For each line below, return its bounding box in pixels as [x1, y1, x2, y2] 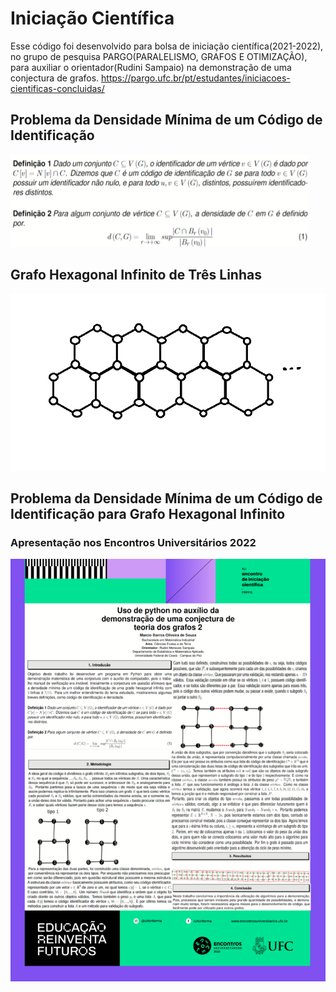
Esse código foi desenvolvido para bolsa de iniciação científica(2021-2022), [10, 40, 324, 52]
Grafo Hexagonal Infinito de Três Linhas [10, 267, 262, 284]
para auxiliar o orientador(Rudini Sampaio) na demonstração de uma [10, 61, 292, 73]
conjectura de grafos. [10, 72, 100, 84]
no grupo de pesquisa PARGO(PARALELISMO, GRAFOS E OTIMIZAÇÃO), [10, 50, 308, 62]
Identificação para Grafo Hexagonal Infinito [10, 506, 286, 523]
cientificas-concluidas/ [10, 82, 105, 94]
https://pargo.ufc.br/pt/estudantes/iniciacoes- [101, 72, 291, 84]
